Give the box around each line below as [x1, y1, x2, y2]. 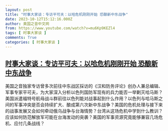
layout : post [5, 7, 32, 12]
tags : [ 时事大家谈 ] [5, 30, 46, 35]
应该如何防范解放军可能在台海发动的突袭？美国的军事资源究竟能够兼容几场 [5, 114, 158, 120]
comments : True [5, 35, 37, 40]
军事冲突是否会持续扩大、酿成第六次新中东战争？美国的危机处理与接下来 [13, 102, 163, 108]
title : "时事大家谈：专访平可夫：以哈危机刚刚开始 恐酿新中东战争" [5, 12, 128, 17]
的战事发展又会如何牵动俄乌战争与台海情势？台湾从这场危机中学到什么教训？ [5, 108, 163, 114]
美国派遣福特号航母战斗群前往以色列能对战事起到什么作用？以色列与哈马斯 [5, 95, 158, 101]
